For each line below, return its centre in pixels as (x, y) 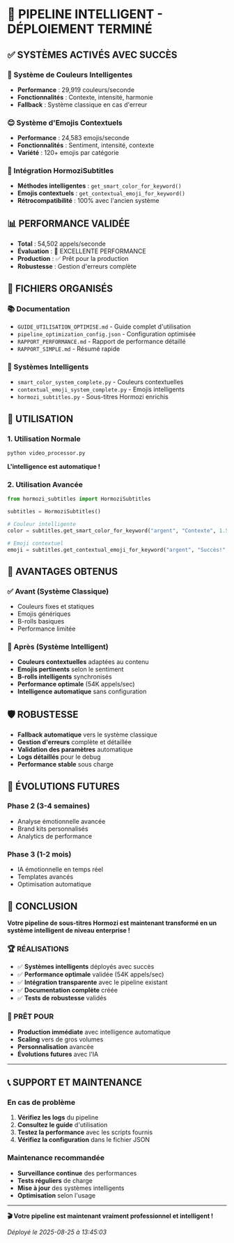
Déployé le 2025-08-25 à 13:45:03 (57, 1232)
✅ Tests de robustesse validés (62, 998)
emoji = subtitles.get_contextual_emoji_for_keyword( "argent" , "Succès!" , (118, 550)
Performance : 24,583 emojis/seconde (73, 138)
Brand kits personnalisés (53, 829)
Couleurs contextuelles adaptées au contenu (83, 662)
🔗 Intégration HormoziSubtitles (61, 171)
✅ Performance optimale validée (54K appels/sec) (91, 974)
